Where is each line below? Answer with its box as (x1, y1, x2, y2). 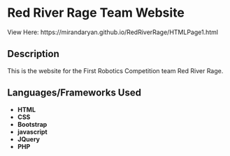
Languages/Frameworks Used (7, 87, 142, 99)
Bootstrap (17, 120, 48, 128)
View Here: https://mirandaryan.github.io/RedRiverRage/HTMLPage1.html (7, 28, 219, 36)
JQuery (17, 134, 41, 143)
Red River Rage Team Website (7, 5, 185, 21)
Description (7, 48, 59, 60)
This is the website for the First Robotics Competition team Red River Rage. (7, 66, 224, 75)
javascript (17, 127, 48, 136)
